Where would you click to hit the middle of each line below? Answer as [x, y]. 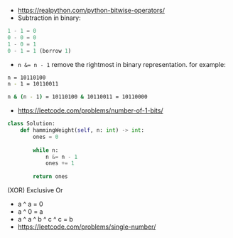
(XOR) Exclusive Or [35, 190]
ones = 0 [46, 137]
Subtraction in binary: [49, 18]
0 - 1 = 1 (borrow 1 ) [39, 51]
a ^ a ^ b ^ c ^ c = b [45, 219]
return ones [51, 177]
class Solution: [31, 124]
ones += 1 [60, 163]
